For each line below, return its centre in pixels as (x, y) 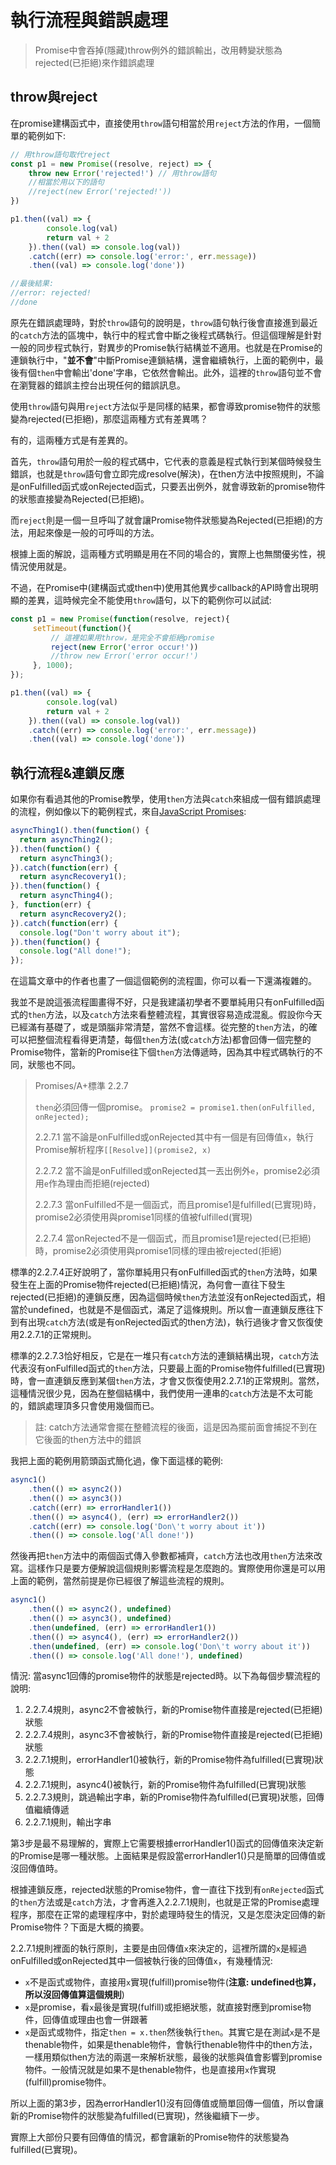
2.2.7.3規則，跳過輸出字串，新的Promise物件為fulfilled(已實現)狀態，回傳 (174, 1797)
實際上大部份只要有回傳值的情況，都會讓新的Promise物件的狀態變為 (150, 2137)
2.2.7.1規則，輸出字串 (68, 1822)
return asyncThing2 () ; (66, 839)
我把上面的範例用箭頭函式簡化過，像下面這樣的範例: (117, 1461)
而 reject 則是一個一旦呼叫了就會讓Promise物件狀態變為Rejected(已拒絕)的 (162, 520)
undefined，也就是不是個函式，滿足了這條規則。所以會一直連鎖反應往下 (175, 1310)
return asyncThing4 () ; (66, 896)
